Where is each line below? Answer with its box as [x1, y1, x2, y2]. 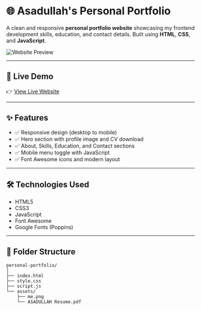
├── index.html [6, 273, 44, 279]
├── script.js [6, 284, 42, 290]
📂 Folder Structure [6, 247, 76, 257]
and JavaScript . [6, 37, 47, 44]
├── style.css [6, 278, 42, 284]
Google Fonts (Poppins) [14, 224, 74, 231]
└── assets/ [6, 288, 36, 295]
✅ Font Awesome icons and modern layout [14, 155, 120, 162]
